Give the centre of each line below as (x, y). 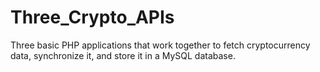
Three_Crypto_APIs (92, 17)
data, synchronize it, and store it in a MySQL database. (123, 55)
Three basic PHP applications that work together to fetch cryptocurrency (160, 45)
